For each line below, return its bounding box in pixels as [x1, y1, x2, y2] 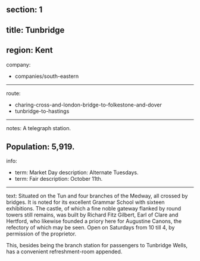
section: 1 [6, 5, 43, 15]
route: [6, 89, 21, 97]
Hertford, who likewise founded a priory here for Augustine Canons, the [6, 218, 182, 225]
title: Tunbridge [6, 25, 65, 35]
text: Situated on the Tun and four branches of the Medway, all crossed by [6, 193, 188, 200]
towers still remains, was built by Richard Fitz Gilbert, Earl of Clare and [6, 211, 179, 219]
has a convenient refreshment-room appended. [6, 248, 123, 255]
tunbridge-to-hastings [14, 107, 70, 115]
